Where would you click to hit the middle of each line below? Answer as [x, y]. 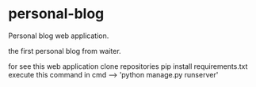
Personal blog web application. [59, 36]
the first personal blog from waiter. [65, 51]
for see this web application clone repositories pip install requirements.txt [128, 66]
